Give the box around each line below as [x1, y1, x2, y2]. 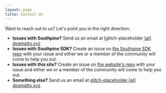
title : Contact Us [5, 12, 43, 17]
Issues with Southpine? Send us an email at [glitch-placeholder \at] [12, 35, 152, 41]
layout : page [5, 7, 32, 12]
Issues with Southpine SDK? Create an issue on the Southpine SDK [12, 46, 151, 51]
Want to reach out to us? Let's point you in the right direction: [5, 25, 130, 31]
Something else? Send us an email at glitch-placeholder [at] [12, 77, 136, 83]
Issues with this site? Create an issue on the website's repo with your [12, 61, 156, 67]
